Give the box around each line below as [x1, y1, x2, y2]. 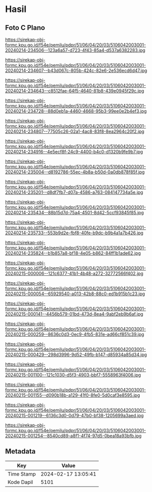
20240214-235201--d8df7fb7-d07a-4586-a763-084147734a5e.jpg [5, 189, 143, 195]
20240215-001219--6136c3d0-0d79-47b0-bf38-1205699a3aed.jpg [5, 413, 144, 418]
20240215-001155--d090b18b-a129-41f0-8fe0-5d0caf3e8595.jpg [5, 392, 140, 398]
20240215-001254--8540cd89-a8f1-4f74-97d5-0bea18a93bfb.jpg [5, 433, 142, 439]
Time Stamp [7, 471, 36, 478]
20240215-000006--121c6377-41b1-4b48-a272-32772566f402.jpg [5, 271, 144, 276]
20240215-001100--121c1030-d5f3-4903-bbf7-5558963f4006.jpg [5, 372, 141, 378]
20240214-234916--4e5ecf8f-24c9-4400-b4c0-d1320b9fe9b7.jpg [5, 149, 143, 154]
